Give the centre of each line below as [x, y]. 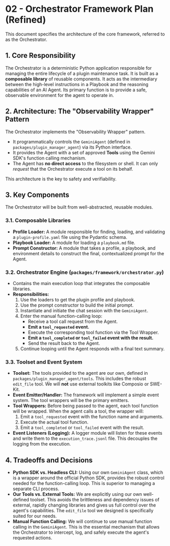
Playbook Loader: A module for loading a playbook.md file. [74, 242]
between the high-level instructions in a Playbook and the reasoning [77, 84]
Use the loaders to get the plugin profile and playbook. [78, 299]
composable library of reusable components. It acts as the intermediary [81, 79]
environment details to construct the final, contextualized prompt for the [88, 253]
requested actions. [32, 538]
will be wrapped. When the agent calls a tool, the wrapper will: [78, 411]
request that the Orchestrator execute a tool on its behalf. [73, 169]
